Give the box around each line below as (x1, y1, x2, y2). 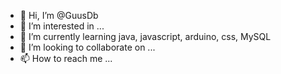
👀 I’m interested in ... (19, 20, 105, 32)
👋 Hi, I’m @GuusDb (19, 10, 99, 21)
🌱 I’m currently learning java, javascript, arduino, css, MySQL (19, 31, 272, 42)
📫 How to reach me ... (19, 53, 113, 64)
